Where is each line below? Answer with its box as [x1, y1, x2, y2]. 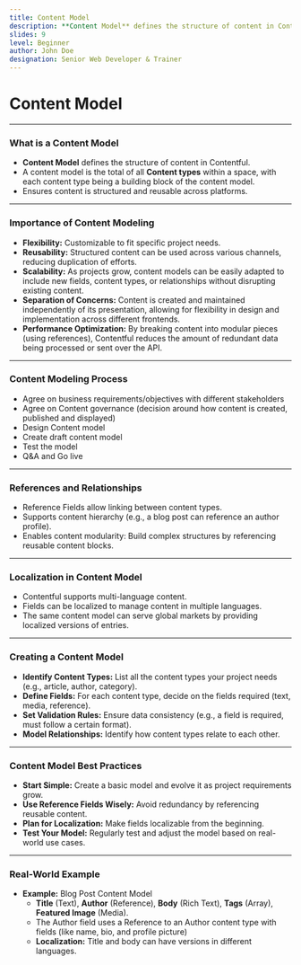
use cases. [45, 837, 86, 848]
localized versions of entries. [21, 620, 130, 631]
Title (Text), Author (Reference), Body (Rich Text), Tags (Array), [35, 898, 273, 908]
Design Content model [21, 421, 106, 432]
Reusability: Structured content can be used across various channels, [21, 246, 282, 257]
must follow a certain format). [21, 719, 132, 730]
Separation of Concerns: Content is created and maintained [21, 294, 245, 305]
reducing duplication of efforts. [21, 256, 137, 267]
